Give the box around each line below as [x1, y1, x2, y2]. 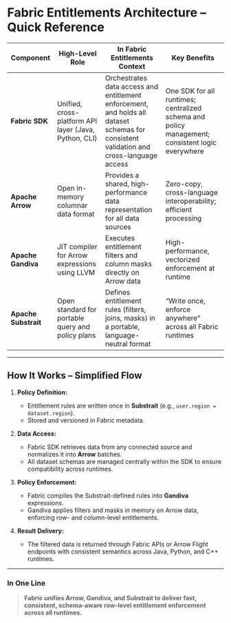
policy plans [57, 330, 96, 340]
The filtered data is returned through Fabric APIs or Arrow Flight [27, 540, 208, 548]
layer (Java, [57, 125, 95, 134]
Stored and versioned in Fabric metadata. [27, 416, 145, 424]
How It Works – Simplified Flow [7, 370, 142, 381]
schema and [165, 112, 206, 121]
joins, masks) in [104, 313, 156, 323]
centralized [165, 103, 202, 113]
